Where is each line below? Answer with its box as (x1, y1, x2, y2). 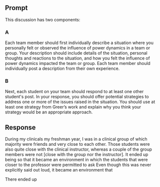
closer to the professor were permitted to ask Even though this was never (5, 162, 151, 168)
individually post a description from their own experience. (5, 65, 120, 72)
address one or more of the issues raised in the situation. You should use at (5, 99, 156, 105)
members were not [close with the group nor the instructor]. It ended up (5, 152, 148, 157)
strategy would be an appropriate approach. (5, 109, 93, 115)
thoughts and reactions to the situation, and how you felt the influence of (5, 55, 150, 61)
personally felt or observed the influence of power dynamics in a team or (5, 45, 150, 51)
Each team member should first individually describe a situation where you (5, 40, 154, 46)
